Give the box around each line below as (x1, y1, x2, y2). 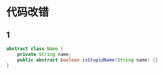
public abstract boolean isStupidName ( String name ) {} (17, 57, 159, 63)
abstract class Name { (6, 46, 64, 52)
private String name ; (17, 51, 71, 57)
